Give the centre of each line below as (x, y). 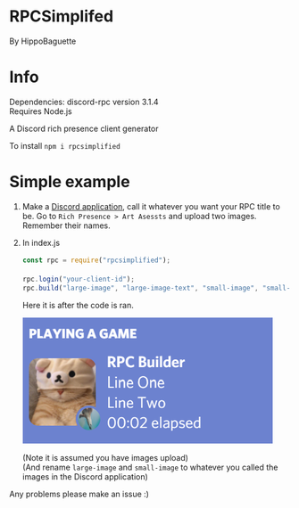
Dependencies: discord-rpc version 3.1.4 (84, 102)
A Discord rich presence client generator (84, 128)
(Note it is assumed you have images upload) (105, 458)
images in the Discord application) (85, 477)
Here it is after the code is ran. (78, 306)
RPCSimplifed (62, 16)
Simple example (70, 182)
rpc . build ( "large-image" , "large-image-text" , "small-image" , (140, 288)
